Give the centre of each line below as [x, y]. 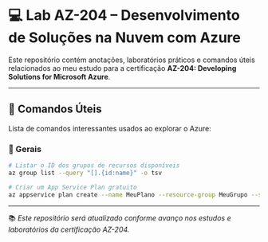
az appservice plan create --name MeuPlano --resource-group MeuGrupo [128, 195]
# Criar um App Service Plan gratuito [73, 187]
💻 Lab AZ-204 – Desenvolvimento [124, 16]
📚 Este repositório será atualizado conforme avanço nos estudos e [120, 218]
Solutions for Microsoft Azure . [59, 76]
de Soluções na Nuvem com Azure [124, 38]
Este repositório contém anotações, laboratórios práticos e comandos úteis [132, 60]
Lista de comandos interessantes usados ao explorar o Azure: [110, 128]
